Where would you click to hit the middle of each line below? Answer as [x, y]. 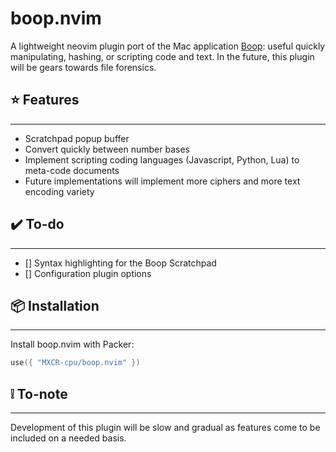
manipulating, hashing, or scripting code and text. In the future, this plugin [162, 56]
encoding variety [59, 191]
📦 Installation [55, 305]
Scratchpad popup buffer [77, 138]
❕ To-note [39, 393]
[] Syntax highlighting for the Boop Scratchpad [120, 263]
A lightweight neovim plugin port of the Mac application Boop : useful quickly [168, 46]
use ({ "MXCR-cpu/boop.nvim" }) [75, 363]
